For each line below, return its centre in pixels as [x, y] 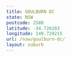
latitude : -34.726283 [33, 28]
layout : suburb [25, 45]
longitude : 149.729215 [34, 34]
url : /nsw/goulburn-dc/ [36, 39]
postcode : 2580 [25, 23]
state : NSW [20, 17]
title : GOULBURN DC [30, 12]
